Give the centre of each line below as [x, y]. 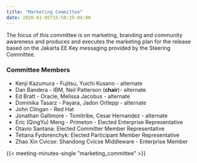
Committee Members [38, 70]
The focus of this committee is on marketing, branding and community [95, 35]
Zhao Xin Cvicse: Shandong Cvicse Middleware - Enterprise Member [102, 141]
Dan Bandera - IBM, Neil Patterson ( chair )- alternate [81, 89]
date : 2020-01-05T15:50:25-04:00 [49, 18]
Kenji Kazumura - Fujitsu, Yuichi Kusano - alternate [79, 83]
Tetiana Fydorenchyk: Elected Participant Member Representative [97, 135]
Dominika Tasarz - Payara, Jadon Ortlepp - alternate [81, 102]
